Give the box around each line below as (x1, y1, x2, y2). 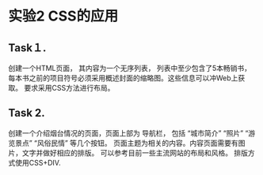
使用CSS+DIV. (14, 158, 61, 167)
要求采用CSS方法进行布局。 (23, 84, 115, 92)
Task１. (8, 41, 47, 54)
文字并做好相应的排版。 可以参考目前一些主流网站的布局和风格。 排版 (21, 147, 248, 158)
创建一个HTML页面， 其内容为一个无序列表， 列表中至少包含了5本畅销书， (8, 64, 252, 73)
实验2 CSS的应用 (8, 7, 119, 25)
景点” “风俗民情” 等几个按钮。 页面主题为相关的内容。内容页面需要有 (14, 138, 239, 147)
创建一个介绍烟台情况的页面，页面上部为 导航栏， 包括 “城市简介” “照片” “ (8, 128, 249, 138)
